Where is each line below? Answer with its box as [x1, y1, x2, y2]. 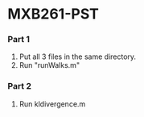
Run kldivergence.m [19, 98, 86, 109]
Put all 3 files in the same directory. [19, 52, 137, 61]
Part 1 [7, 34, 30, 45]
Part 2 [7, 81, 32, 92]
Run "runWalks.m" [19, 61, 80, 70]
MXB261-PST [7, 5, 100, 23]
